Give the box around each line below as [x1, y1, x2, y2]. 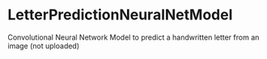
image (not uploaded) [7, 40, 80, 50]
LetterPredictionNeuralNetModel [7, 6, 233, 24]
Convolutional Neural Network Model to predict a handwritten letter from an [7, 32, 260, 42]
